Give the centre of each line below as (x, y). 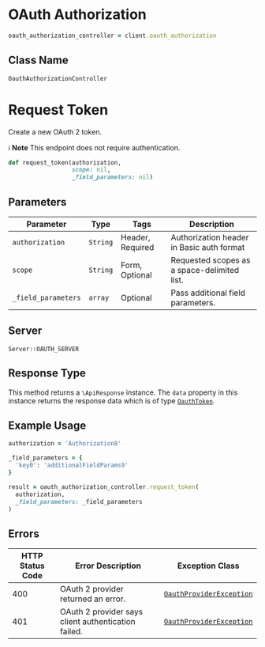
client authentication (98, 622)
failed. (71, 632)
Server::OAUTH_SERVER (44, 349)
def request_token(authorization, (65, 163)
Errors (24, 533)
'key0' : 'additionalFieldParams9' (72, 465)
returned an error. (93, 599)
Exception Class (208, 566)
